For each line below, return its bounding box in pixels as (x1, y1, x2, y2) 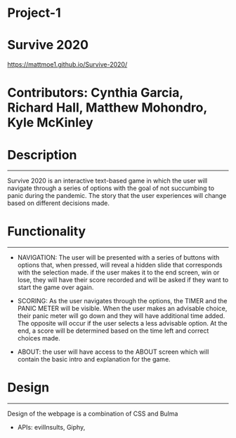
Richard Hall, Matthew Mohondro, (7, 100, 207, 116)
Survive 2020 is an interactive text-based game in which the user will (7, 177, 208, 185)
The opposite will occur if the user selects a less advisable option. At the (17, 319, 228, 328)
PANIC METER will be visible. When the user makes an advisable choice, (17, 304, 228, 313)
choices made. (17, 334, 61, 343)
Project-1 (7, 5, 61, 21)
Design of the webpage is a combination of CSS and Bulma (7, 409, 178, 418)
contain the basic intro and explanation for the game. (17, 355, 171, 364)
